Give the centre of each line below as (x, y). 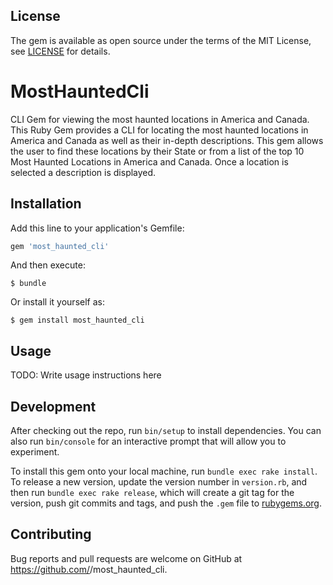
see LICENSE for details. (60, 51)
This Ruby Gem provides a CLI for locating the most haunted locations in (159, 130)
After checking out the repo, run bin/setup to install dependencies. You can (166, 431)
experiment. (35, 452)
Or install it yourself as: (57, 302)
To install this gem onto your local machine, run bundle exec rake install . (164, 471)
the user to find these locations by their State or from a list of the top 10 (157, 151)
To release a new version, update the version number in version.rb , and (159, 482)
